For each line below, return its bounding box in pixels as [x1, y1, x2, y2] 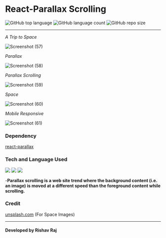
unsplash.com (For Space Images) [5, 211, 75, 217]
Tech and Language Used [5, 156, 68, 163]
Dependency [5, 132, 37, 139]
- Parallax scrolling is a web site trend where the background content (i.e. [5, 177, 158, 183]
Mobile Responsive [5, 110, 44, 117]
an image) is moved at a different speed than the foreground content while [5, 183, 161, 189]
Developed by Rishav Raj [5, 227, 57, 233]
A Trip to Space [5, 34, 37, 40]
